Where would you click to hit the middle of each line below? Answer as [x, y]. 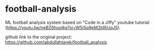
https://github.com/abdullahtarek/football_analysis [56, 42]
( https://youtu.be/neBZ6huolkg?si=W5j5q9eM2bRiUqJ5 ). [63, 27]
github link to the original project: [39, 37]
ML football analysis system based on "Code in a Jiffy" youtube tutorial [77, 22]
